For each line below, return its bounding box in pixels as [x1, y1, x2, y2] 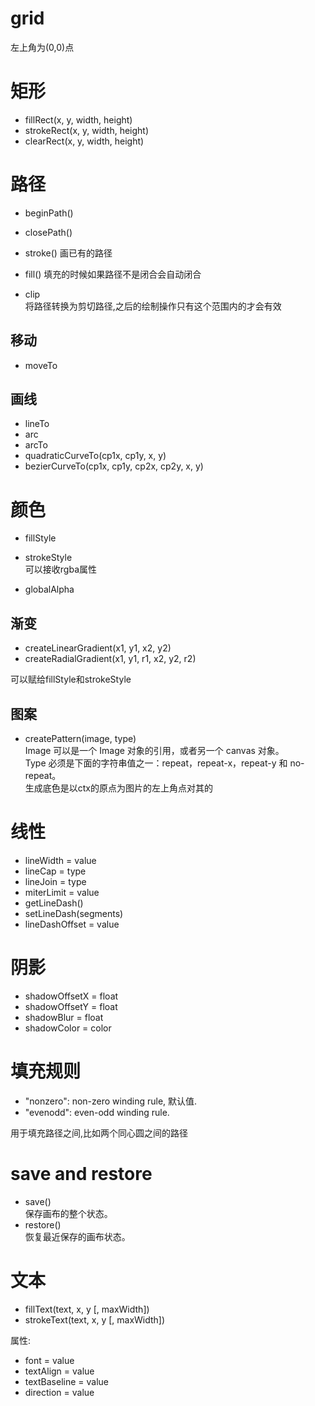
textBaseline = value [24, 1375, 110, 1387]
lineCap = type [24, 865, 87, 877]
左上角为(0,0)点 [10, 41, 75, 53]
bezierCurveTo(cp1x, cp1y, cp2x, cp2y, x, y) [24, 460, 204, 472]
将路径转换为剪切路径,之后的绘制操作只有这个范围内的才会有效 [24, 300, 282, 312]
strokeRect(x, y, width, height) [24, 124, 150, 136]
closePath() [24, 226, 73, 238]
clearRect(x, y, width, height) [24, 135, 145, 147]
